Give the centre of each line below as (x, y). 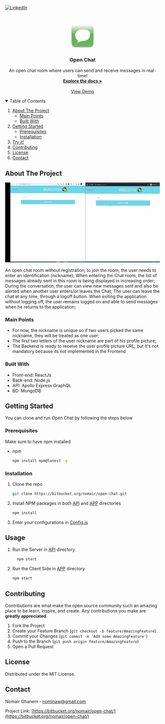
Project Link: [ (19, 711)
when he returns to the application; (41, 307)
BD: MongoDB (27, 391)
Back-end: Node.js (31, 380)
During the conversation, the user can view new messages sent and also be (82, 286)
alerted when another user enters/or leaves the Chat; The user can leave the (82, 291)
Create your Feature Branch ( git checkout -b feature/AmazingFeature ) (84, 631)
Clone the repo (27, 484)
